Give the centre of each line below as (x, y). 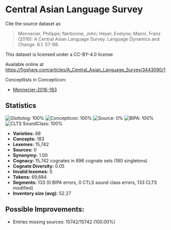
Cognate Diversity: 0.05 (39, 166)
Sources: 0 (25, 150)
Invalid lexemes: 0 (33, 171)
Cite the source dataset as (33, 24)
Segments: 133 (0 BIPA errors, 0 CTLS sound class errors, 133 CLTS (85, 182)
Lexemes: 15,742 (31, 144)
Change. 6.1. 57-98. (38, 44)
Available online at (25, 64)
